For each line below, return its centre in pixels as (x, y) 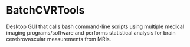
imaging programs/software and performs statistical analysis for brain (91, 32)
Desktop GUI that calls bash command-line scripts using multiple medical (95, 26)
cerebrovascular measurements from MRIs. (59, 39)
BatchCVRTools (45, 10)
